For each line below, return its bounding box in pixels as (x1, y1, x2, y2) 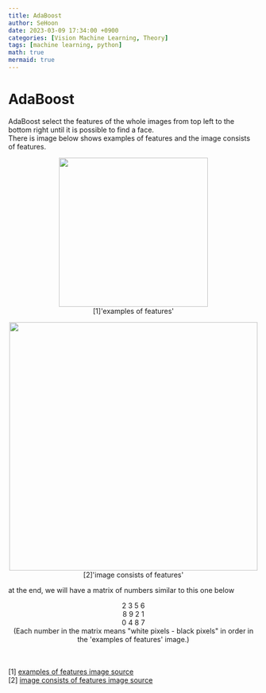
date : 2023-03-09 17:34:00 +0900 (8, 26, 119, 34)
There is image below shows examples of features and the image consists (8, 133, 251, 143)
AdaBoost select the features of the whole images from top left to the (8, 116, 235, 126)
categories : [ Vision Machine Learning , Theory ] (8, 33, 169, 42)
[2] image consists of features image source (8, 675, 153, 684)
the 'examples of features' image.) (77, 634, 190, 644)
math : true (8, 48, 44, 56)
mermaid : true (8, 56, 56, 64)
